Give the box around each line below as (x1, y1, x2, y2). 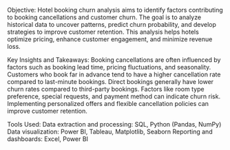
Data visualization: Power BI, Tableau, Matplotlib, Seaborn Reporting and (7, 127, 213, 136)
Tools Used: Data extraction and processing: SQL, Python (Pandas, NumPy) (7, 120, 222, 128)
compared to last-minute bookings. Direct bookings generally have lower (7, 78, 214, 85)
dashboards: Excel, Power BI (7, 135, 88, 143)
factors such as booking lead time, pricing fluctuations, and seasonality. (7, 63, 211, 71)
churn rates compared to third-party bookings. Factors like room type (7, 85, 205, 93)
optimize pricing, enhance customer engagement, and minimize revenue (7, 35, 213, 43)
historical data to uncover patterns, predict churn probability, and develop (7, 21, 217, 28)
